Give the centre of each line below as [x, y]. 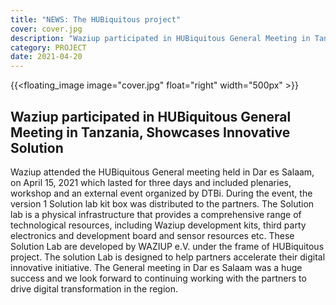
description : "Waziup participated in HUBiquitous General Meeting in [160, 38]
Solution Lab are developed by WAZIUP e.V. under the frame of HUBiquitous [167, 246]
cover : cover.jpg [46, 29]
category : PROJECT [48, 47]
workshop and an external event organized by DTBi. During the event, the [161, 193]
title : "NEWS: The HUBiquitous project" [96, 19]
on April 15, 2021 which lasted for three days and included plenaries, [151, 182]
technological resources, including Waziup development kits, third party [158, 225]
